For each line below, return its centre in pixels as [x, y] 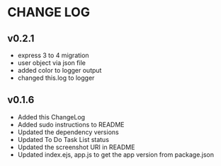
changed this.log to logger [56, 78]
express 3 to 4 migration [53, 55]
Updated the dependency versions [68, 132]
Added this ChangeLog [51, 117]
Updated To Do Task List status [63, 139]
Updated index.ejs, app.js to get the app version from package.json [116, 154]
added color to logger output [59, 70]
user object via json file [52, 63]
